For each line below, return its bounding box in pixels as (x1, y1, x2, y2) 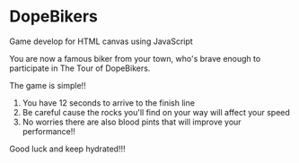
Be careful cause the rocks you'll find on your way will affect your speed (22, 107, 290, 117)
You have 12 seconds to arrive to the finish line (22, 97, 196, 108)
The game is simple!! (9, 80, 87, 90)
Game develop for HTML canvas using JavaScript (9, 36, 193, 47)
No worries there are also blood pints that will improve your (22, 116, 242, 127)
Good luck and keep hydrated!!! (9, 143, 126, 154)
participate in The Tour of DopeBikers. (9, 63, 151, 73)
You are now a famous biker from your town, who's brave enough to (9, 53, 261, 64)
